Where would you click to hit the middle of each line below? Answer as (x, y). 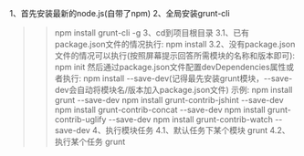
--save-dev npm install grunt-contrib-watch (191, 120)
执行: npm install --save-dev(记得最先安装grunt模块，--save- (178, 78)
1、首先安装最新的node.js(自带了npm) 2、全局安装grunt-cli (120, 13)
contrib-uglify (80, 120)
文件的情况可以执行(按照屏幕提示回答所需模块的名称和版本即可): (174, 56)
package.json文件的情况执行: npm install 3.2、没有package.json (175, 44)
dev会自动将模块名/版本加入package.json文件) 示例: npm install (173, 90)
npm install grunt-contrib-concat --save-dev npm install (160, 109)
